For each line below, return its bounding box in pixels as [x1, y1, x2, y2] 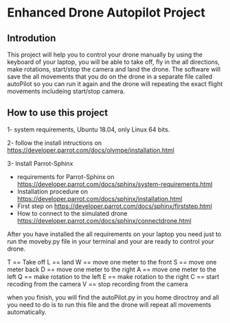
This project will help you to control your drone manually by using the [7, 50, 203, 59]
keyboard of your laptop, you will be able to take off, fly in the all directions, [7, 58, 220, 66]
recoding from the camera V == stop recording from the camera [7, 280, 189, 288]
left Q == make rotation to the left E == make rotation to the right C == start [7, 272, 220, 280]
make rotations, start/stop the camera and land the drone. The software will [7, 65, 221, 73]
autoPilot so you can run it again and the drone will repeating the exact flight [7, 80, 223, 87]
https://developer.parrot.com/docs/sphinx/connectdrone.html [16, 216, 192, 225]
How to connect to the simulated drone [16, 209, 128, 218]
